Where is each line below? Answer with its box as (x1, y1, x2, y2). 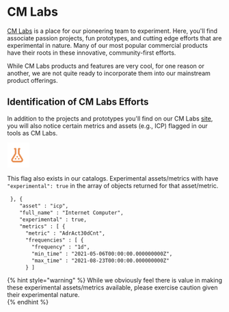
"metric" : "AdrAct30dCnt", (25, 230, 106, 237)
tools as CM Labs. (7, 129, 58, 137)
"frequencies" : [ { (25, 237, 84, 244)
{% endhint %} (7, 298, 49, 306)
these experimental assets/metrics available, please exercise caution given (7, 283, 218, 291)
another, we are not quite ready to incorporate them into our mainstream (7, 69, 211, 77)
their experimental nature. (7, 290, 80, 298)
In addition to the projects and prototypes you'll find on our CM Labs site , (7, 114, 213, 122)
